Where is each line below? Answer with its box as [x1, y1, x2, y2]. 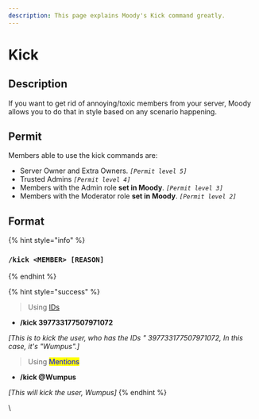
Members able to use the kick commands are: [8, 151, 158, 160]
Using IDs [27, 302, 60, 312]
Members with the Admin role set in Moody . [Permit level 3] [19, 183, 224, 193]
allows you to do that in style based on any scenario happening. [8, 106, 217, 116]
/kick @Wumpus [19, 372, 77, 382]
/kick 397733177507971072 [19, 317, 114, 327]
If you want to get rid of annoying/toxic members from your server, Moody [8, 98, 252, 108]
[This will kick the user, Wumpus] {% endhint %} [8, 387, 167, 397]
